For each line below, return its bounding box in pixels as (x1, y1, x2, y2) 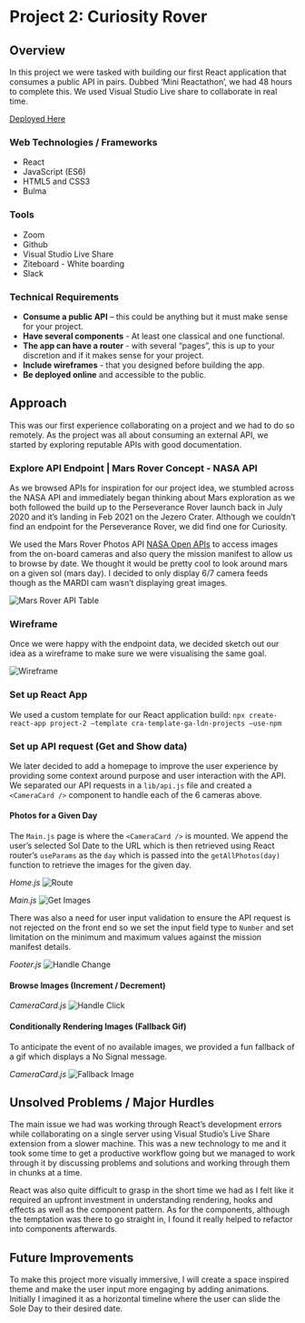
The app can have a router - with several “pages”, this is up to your (22, 339, 275, 351)
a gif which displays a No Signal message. (9, 1051, 168, 1062)
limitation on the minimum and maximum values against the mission (9, 932, 261, 943)
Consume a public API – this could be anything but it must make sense (22, 311, 289, 322)
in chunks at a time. (9, 1167, 84, 1178)
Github (22, 238, 48, 249)
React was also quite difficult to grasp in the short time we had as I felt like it (9, 1185, 294, 1196)
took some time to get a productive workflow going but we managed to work (9, 1148, 296, 1159)
